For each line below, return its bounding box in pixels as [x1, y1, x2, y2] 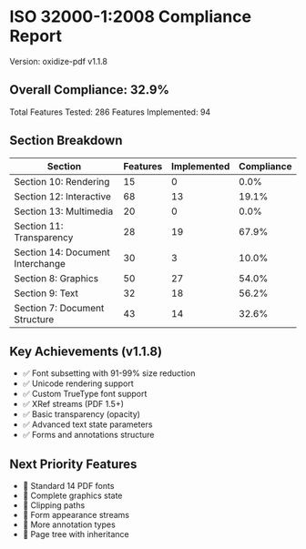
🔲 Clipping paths [22, 500, 86, 511]
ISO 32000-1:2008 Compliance [9, 6, 252, 27]
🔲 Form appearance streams [22, 510, 130, 521]
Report [9, 25, 62, 46]
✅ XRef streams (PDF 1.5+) [22, 399, 125, 410]
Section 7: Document [14, 301, 105, 314]
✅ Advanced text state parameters [22, 419, 153, 430]
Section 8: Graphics [14, 271, 98, 284]
